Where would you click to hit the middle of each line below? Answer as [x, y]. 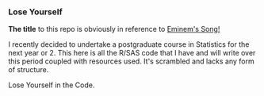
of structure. [29, 70]
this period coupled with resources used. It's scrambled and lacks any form [132, 61]
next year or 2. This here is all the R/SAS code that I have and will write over [132, 53]
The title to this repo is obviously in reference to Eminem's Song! [114, 29]
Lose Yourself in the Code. [52, 85]
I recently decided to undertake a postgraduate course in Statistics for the [129, 44]
